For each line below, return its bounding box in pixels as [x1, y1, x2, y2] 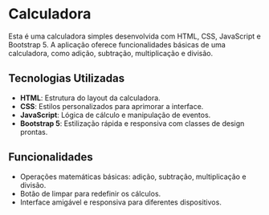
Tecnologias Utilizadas [8, 71, 125, 85]
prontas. [19, 127, 48, 136]
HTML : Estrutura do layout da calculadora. [19, 93, 161, 103]
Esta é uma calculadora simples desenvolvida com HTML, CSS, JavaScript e [8, 31, 261, 41]
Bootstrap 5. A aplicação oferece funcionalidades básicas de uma [8, 39, 226, 49]
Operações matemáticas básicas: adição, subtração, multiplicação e [19, 172, 247, 181]
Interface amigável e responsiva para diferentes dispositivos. [19, 197, 222, 207]
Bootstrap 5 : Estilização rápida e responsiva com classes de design [19, 118, 245, 128]
